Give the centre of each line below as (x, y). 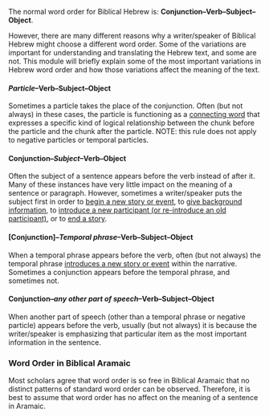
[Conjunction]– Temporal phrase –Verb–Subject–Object (101, 237)
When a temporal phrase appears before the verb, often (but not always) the (134, 255)
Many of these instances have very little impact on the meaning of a (120, 184)
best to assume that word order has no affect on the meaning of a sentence (133, 398)
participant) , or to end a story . (58, 219)
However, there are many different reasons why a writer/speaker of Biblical (132, 36)
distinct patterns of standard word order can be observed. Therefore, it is (130, 389)
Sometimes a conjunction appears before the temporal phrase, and (119, 272)
